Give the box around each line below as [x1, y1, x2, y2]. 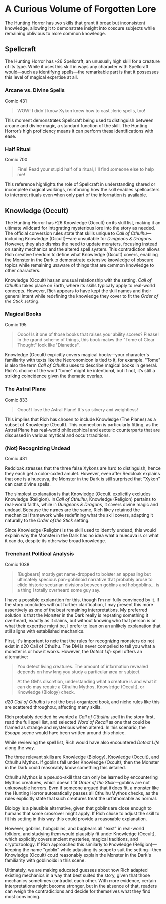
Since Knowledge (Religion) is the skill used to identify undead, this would [5, 527, 156, 533]
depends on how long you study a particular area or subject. [17, 669, 141, 675]
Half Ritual [5, 146, 31, 152]
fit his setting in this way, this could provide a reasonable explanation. [5, 816, 147, 822]
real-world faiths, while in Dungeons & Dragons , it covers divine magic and [5, 502, 158, 508]
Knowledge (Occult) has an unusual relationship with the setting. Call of [5, 277, 152, 283]
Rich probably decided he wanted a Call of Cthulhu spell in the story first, [5, 714, 155, 720]
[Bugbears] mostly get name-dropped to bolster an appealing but [17, 571, 151, 577]
